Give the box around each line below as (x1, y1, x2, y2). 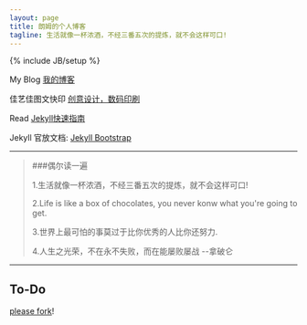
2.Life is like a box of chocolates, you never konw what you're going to (31, 198, 298, 209)
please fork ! (9, 306, 55, 317)
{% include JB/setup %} (9, 56, 101, 67)
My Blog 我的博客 (9, 74, 75, 85)
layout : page (9, 13, 59, 23)
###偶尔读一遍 (31, 161, 89, 172)
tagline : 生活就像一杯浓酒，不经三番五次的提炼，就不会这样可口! (9, 30, 228, 39)
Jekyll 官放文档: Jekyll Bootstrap (9, 132, 132, 143)
